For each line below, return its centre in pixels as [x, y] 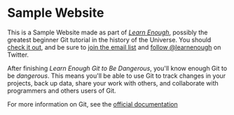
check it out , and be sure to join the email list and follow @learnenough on [114, 47]
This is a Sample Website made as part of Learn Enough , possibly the [108, 32]
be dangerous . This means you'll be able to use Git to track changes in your [117, 76]
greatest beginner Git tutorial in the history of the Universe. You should [109, 39]
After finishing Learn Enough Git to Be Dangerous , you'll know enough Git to [117, 68]
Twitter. [18, 55]
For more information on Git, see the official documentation [93, 104]
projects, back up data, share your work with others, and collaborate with [113, 83]
